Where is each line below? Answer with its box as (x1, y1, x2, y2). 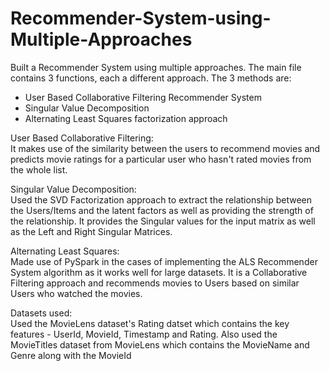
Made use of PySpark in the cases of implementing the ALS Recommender (10, 255, 318, 267)
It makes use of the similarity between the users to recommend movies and (10, 142, 321, 154)
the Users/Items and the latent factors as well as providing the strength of (10, 204, 314, 216)
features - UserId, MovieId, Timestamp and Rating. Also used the (10, 328, 278, 340)
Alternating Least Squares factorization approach (24, 112, 228, 124)
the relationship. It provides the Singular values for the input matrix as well (10, 215, 316, 227)
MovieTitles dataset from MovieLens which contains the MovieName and (10, 338, 310, 351)
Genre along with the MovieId (10, 349, 132, 361)
